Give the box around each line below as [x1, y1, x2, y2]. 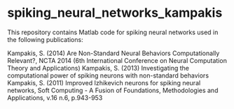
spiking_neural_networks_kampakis [7, 5, 223, 21]
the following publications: [7, 35, 83, 43]
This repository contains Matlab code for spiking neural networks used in [7, 28, 219, 36]
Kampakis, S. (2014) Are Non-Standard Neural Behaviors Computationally [7, 49, 220, 57]
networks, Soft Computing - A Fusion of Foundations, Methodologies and [7, 86, 219, 94]
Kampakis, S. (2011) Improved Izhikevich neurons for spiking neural [7, 78, 201, 87]
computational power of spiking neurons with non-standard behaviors [7, 71, 209, 80]
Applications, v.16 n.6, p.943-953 [7, 93, 103, 102]
